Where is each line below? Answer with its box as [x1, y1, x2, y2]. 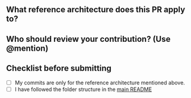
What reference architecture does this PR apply [6, 5, 186, 15]
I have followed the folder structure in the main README [14, 86, 152, 93]
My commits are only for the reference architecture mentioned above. [14, 79, 185, 86]
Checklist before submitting [6, 63, 112, 73]
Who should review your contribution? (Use [6, 34, 171, 44]
